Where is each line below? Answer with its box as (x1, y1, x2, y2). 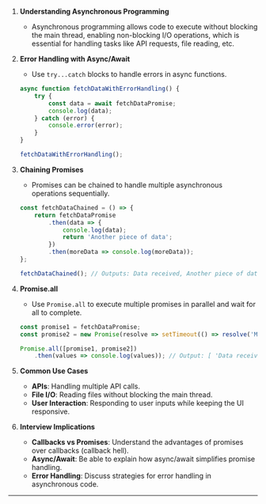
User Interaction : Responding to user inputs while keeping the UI (31, 399, 244, 408)
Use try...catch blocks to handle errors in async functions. (31, 70, 227, 78)
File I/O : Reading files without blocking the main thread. (31, 390, 213, 400)
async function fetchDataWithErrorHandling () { (19, 85, 180, 93)
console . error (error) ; (48, 122, 123, 130)
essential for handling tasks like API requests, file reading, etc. (31, 39, 235, 48)
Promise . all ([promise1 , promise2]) (19, 344, 138, 353)
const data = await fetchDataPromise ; (48, 99, 177, 108)
